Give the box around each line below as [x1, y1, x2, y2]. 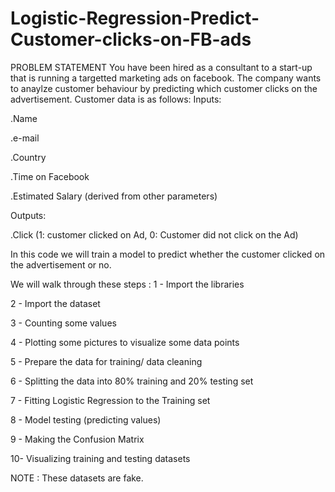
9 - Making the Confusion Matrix [10, 433, 145, 445]
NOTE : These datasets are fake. [10, 472, 144, 484]
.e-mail [10, 132, 40, 144]
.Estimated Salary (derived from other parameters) [10, 190, 218, 202]
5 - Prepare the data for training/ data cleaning [10, 355, 203, 367]
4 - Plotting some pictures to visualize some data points [10, 336, 240, 348]
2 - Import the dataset [10, 297, 101, 309]
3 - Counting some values [10, 317, 117, 329]
